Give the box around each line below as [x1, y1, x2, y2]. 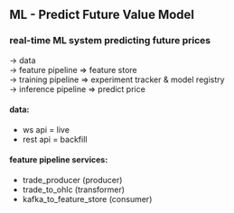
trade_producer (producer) [22, 175, 123, 186]
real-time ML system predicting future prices [9, 34, 211, 47]
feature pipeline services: [9, 154, 108, 165]
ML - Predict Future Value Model [9, 7, 195, 23]
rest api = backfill [22, 134, 88, 144]
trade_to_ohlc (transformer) [22, 184, 125, 195]
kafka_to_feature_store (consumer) [22, 194, 153, 205]
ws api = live [22, 124, 70, 134]
